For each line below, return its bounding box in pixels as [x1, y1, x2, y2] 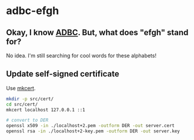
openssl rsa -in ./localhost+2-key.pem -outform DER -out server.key [6, 128, 180, 134]
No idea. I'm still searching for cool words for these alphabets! [6, 52, 157, 59]
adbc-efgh [6, 4, 59, 18]
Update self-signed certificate [6, 69, 119, 79]
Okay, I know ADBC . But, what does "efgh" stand [6, 28, 189, 37]
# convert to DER [6, 117, 49, 124]
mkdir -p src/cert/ [6, 95, 54, 102]
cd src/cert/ [6, 101, 38, 107]
